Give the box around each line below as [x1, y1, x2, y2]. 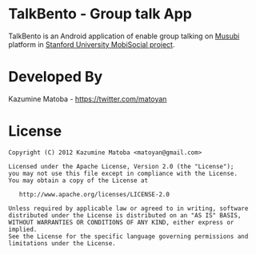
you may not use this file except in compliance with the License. [8, 169, 238, 177]
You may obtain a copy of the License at [8, 177, 149, 185]
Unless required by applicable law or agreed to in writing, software [8, 204, 249, 212]
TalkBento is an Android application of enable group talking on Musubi [8, 31, 240, 41]
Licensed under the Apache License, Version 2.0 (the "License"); [8, 162, 234, 170]
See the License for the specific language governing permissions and [8, 232, 249, 240]
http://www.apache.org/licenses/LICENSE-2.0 [18, 190, 170, 198]
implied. [8, 225, 38, 233]
